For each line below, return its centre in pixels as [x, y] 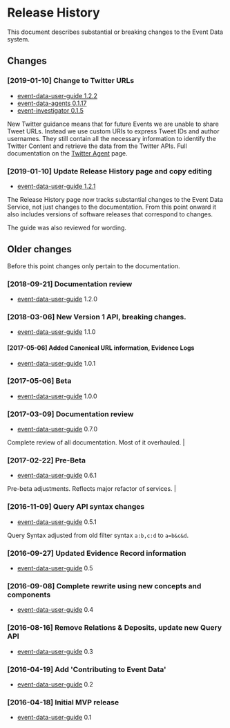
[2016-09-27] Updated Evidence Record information [97, 553]
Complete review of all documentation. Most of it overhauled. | [96, 442]
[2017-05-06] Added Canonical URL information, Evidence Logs [101, 348]
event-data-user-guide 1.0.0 [57, 396]
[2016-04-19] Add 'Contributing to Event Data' [87, 669]
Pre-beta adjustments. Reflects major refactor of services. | [92, 489]
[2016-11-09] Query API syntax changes [76, 507]
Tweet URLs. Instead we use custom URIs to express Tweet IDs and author [113, 131]
